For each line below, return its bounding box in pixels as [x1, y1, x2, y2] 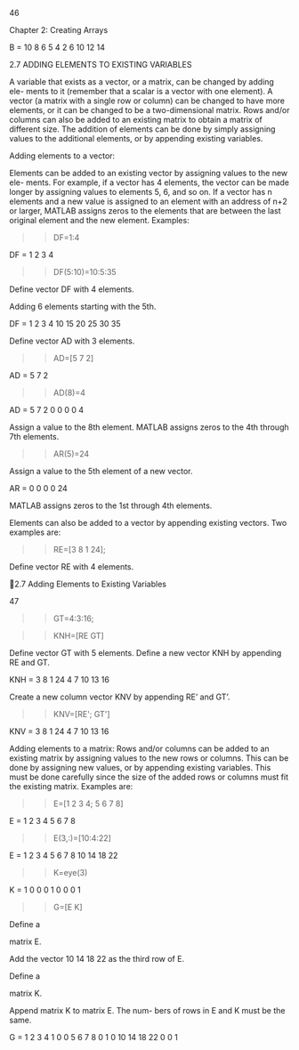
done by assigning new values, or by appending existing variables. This [9, 763, 271, 772]
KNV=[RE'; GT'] [53, 709, 110, 719]
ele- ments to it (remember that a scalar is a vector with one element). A [9, 86, 273, 96]
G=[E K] [53, 902, 83, 912]
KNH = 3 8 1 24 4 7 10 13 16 [9, 674, 109, 684]
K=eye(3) [53, 868, 88, 877]
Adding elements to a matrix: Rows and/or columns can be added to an [9, 743, 270, 754]
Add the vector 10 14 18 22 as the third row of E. [9, 954, 185, 964]
